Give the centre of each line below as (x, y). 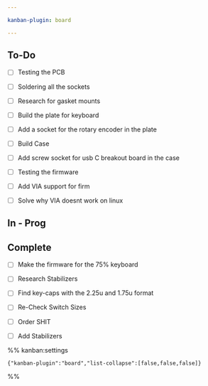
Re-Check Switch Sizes (52, 307)
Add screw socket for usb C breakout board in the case (98, 158)
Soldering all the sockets (54, 87)
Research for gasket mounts (59, 101)
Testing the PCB (41, 73)
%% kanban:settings (38, 350)
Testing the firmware (48, 172)
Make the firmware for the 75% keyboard (78, 264)
